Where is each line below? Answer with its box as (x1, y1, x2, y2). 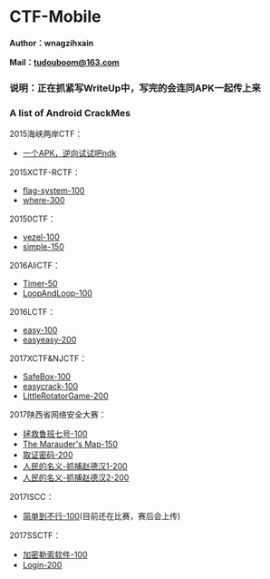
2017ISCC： (9, 492, 54, 503)
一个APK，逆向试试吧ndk (22, 148, 117, 159)
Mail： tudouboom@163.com (9, 56, 120, 67)
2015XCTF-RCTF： (9, 167, 81, 178)
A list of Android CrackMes (9, 106, 131, 119)
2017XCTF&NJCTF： (9, 353, 88, 364)
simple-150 (22, 241, 65, 252)
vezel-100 (22, 231, 61, 242)
